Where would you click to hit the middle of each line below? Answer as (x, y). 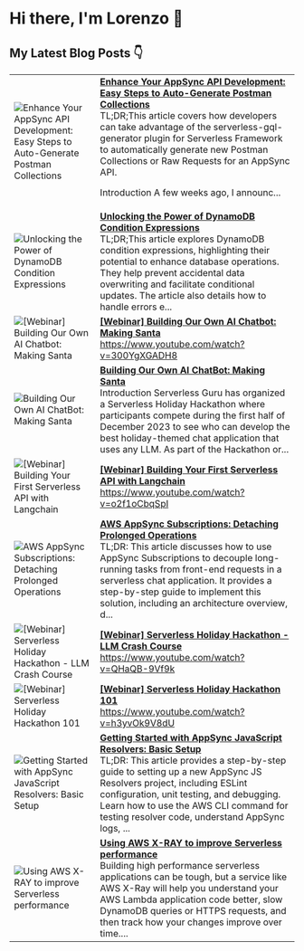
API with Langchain (142, 481)
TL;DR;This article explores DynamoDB (182, 239)
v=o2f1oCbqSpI (134, 504)
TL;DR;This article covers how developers (189, 115)
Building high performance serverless (180, 865)
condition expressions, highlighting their (185, 250)
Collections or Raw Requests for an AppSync (195, 161)
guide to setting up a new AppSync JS (181, 771)
